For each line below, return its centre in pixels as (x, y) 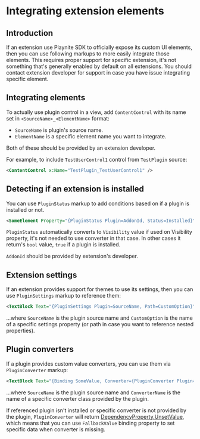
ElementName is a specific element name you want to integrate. (90, 136)
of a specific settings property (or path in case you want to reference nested (100, 324)
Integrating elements (46, 98)
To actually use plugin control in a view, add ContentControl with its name (96, 112)
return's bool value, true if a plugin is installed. (63, 245)
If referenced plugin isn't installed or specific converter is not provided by (96, 410)
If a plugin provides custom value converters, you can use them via (88, 364)
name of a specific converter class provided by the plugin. (78, 398)
